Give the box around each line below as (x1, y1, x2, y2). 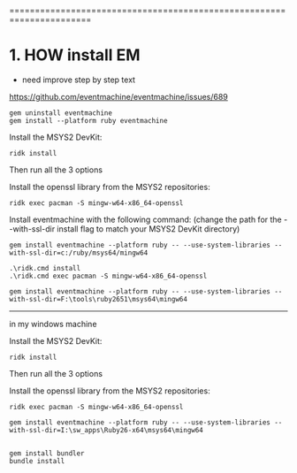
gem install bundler (9, 448, 86, 458)
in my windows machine (9, 318, 97, 329)
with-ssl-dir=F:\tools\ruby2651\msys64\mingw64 (9, 294, 188, 303)
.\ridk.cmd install (9, 263, 81, 272)
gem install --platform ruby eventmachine (9, 116, 168, 125)
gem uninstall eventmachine (9, 108, 113, 118)
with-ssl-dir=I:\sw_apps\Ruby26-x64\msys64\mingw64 (9, 425, 203, 434)
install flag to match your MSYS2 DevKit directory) (57, 223, 240, 234)
